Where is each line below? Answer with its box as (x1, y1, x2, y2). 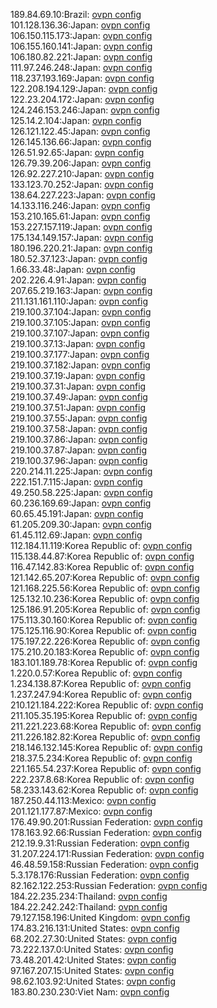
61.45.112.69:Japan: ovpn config (10, 529, 143, 541)
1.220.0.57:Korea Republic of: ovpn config (10, 667, 183, 679)
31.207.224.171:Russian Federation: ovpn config (10, 848, 205, 859)
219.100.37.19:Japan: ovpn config (10, 370, 146, 381)
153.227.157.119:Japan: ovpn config (10, 221, 153, 233)
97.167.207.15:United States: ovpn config (10, 965, 175, 976)
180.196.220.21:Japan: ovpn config (10, 242, 153, 254)
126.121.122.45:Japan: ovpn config (10, 125, 151, 137)
